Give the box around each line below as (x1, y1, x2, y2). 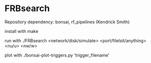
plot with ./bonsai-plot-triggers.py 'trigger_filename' (4, 52, 110, 58)
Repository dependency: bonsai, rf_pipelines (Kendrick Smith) (4, 19, 130, 25)
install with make (4, 28, 39, 34)
